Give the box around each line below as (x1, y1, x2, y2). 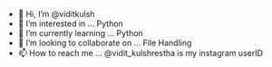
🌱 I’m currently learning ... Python (17, 28, 143, 38)
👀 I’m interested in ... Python (17, 18, 124, 29)
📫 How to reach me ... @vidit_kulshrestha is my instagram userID (17, 48, 264, 58)
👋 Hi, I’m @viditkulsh (17, 9, 95, 19)
